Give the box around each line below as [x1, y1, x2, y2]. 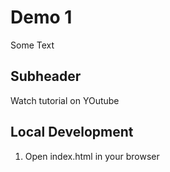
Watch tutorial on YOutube [10, 94, 120, 106]
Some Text [10, 39, 55, 51]
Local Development [10, 124, 134, 141]
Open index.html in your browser [24, 150, 160, 162]
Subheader [10, 68, 82, 85]
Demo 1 [10, 6, 73, 29]
